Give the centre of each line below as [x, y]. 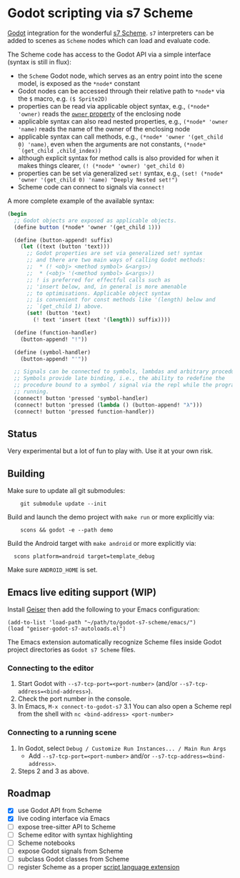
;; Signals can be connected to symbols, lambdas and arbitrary [111, 372]
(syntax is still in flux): [39, 61]
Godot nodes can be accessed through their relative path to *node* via [121, 91]
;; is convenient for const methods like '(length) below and [121, 300]
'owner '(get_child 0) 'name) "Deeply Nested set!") [98, 180]
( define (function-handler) [56, 333]
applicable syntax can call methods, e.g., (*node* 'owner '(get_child [120, 136]
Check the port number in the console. [75, 699]
